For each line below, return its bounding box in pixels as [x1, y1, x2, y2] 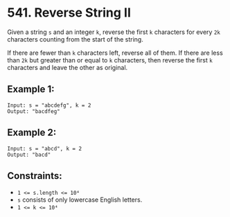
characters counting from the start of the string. [7, 35, 143, 43]
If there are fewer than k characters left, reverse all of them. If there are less [7, 49, 223, 57]
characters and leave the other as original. [7, 63, 128, 71]
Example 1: [7, 83, 55, 95]
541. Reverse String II [7, 5, 132, 21]
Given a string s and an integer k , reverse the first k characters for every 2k [7, 28, 220, 36]
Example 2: [7, 127, 57, 139]
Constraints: [7, 170, 62, 182]
